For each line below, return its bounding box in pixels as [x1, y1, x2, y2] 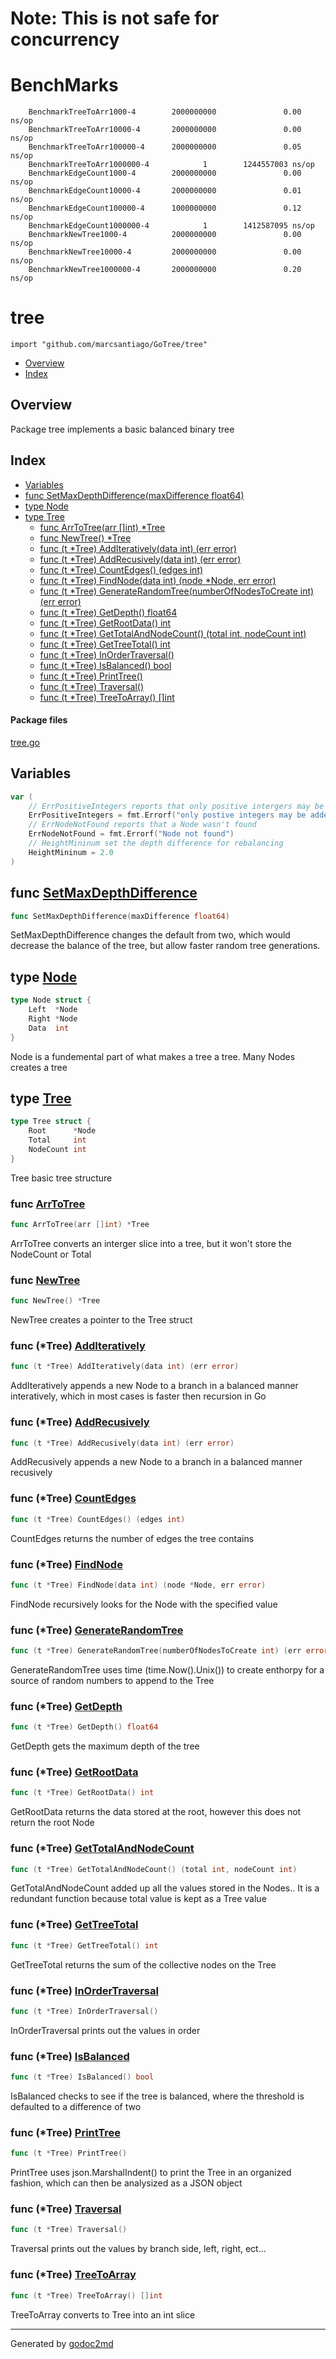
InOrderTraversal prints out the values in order [10, 2024, 201, 2036]
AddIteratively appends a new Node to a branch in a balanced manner [10, 1380, 299, 1392]
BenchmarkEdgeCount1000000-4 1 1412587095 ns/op [28, 221, 315, 231]
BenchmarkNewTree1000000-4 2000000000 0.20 [28, 265, 302, 275]
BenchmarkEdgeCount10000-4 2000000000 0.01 [28, 186, 302, 196]
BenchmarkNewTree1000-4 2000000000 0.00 [28, 230, 302, 240]
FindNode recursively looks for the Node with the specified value [10, 1598, 278, 1610]
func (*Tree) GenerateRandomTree [10, 1623, 184, 1637]
